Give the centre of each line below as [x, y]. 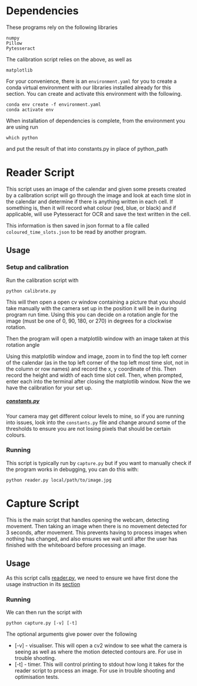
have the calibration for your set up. [49, 388]
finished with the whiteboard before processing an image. [76, 545]
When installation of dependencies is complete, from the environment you [96, 121]
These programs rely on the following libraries [62, 27]
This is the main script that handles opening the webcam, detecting [88, 520]
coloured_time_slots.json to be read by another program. [76, 232]
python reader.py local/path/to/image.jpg [59, 480]
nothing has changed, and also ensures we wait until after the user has [92, 538]
